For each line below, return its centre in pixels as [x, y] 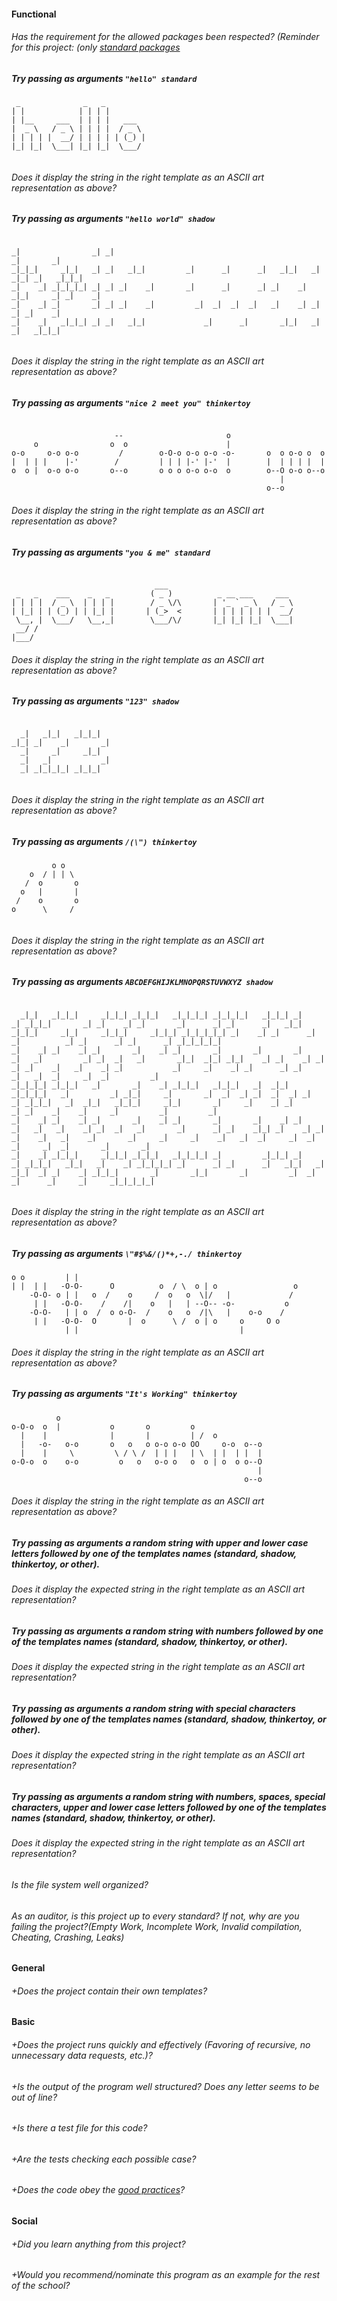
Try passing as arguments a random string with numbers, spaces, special [168, 1796]
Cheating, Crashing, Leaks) [68, 1937]
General [28, 1968]
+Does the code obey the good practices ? [98, 2190]
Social [24, 2221]
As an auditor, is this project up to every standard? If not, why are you [155, 1916]
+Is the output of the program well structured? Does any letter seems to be [165, 2086]
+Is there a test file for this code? [79, 2128]
